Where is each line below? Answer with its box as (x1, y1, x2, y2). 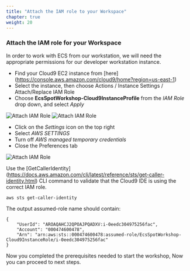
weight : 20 (6, 19, 33, 25)
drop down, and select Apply (14, 101, 85, 108)
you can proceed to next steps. (6, 258, 81, 265)
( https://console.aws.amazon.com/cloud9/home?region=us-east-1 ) (14, 76, 177, 83)
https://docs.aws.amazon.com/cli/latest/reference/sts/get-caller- (8, 171, 165, 178)
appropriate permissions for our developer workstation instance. (6, 58, 161, 65)
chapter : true (6, 14, 41, 20)
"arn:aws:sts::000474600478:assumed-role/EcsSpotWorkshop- (34, 232, 182, 238)
